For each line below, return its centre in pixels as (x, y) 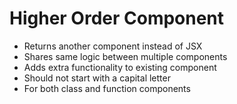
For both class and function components (107, 88)
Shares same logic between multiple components (125, 56)
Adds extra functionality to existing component (120, 67)
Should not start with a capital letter (97, 78)
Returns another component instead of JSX (113, 46)
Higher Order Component (117, 18)
